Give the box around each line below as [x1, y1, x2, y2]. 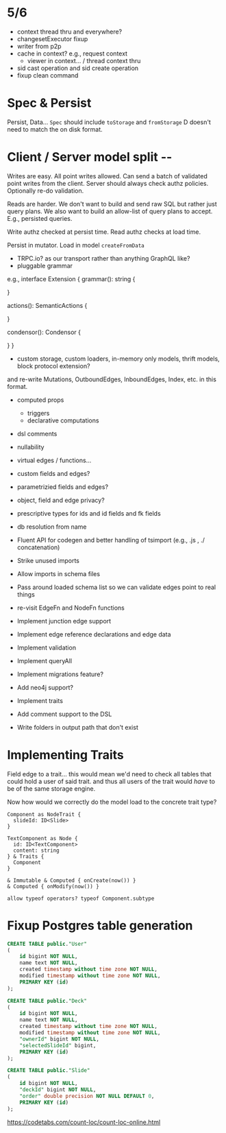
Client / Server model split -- [7, 150, 173, 165]
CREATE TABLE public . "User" [7, 940, 88, 947]
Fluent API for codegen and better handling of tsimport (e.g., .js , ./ [16, 536, 205, 544]
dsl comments [16, 429, 58, 438]
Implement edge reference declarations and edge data [16, 630, 171, 639]
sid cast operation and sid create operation [16, 64, 139, 72]
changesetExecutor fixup [16, 34, 88, 43]
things [16, 590, 36, 598]
